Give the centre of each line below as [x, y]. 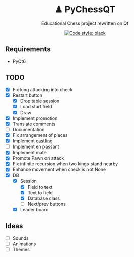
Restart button [28, 95]
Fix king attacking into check [42, 89]
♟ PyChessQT [85, 9]
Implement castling [32, 141]
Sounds [20, 238]
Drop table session [40, 101]
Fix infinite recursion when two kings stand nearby [65, 164]
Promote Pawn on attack [38, 158]
